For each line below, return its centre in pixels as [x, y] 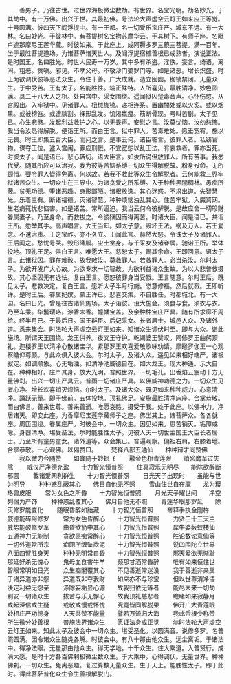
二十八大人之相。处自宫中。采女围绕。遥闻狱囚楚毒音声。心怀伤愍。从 [124, 96]
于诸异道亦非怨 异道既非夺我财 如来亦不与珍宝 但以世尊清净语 [111, 579]
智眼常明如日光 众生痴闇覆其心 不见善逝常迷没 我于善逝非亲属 [111, 570]
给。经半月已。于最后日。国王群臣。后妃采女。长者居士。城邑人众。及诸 [109, 320]
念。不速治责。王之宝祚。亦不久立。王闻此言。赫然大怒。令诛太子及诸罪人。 [115, 234]
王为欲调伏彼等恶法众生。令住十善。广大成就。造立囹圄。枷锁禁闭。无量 [109, 79]
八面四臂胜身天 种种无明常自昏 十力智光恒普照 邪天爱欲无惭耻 [111, 553]
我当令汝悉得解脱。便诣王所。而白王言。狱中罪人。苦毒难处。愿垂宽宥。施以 [115, 131]
